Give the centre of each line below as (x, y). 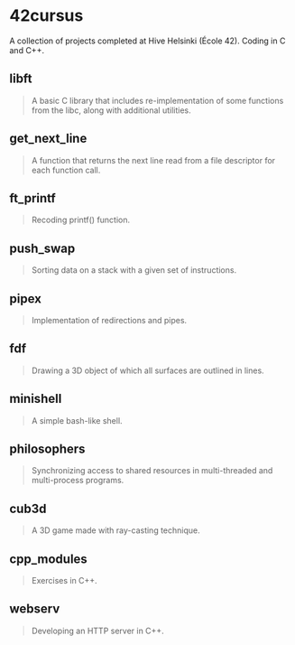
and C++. (27, 50)
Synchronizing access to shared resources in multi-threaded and (152, 471)
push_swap (42, 248)
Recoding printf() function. (81, 220)
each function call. (66, 170)
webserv (35, 609)
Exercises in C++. (64, 581)
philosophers (47, 449)
